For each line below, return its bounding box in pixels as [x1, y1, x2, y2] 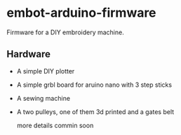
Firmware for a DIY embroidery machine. [6, 28, 124, 36]
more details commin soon [16, 121, 94, 129]
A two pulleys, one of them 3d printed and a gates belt [16, 107, 175, 116]
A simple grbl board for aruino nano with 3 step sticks [16, 80, 173, 89]
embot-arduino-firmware [6, 5, 156, 21]
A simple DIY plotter [16, 66, 75, 75]
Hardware [6, 48, 51, 60]
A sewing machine [16, 94, 71, 102]
